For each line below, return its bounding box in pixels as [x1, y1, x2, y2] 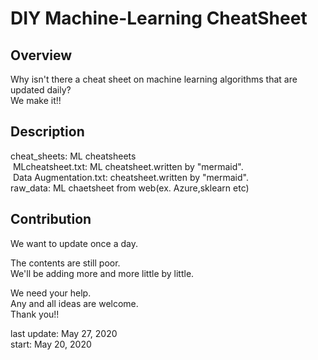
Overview [10, 47, 73, 64]
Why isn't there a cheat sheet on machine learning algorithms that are [10, 73, 298, 85]
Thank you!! [10, 308, 60, 320]
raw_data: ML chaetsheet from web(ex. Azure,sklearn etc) [10, 182, 250, 194]
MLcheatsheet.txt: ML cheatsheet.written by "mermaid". [12, 160, 244, 172]
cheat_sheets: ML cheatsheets [10, 150, 137, 162]
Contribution [10, 211, 92, 228]
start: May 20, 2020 [10, 338, 92, 350]
